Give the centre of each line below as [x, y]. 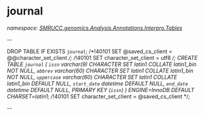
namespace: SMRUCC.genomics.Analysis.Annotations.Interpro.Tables [95, 28]
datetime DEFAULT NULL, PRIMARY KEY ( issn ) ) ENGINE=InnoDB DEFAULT [101, 90]
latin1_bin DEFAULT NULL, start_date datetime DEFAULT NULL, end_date [97, 84]
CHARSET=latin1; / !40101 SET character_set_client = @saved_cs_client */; [98, 96]
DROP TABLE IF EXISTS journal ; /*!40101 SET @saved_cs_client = [90, 51]
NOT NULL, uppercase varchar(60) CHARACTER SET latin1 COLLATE [92, 77]
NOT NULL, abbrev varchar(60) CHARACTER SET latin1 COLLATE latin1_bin [100, 70]
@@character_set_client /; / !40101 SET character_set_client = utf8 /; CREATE [102, 57]
